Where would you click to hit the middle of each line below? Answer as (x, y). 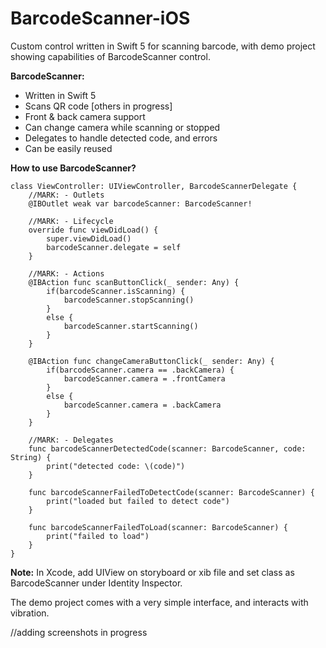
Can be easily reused (68, 148)
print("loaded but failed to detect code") (138, 501)
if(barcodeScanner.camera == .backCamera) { (140, 370)
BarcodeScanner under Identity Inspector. (96, 583)
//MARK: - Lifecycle (71, 221)
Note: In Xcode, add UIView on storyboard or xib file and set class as (152, 572)
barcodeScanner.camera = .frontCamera (144, 378)
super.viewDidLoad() (89, 238)
